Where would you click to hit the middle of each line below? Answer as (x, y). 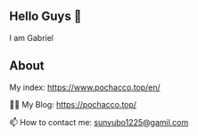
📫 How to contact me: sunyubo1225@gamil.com (99, 122)
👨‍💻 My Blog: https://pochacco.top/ (73, 104)
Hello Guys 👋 (45, 16)
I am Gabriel (31, 37)
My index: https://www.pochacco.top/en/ (85, 87)
